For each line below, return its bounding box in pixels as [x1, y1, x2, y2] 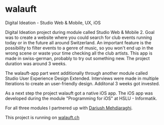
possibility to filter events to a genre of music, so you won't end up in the [5, 45, 154, 51]
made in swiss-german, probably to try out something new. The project [5, 55, 150, 61]
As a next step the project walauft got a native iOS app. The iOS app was [5, 90, 153, 96]
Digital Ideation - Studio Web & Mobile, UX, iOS [5, 20, 101, 26]
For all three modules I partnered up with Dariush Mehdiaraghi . [5, 105, 133, 111]
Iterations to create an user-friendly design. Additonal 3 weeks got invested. [5, 80, 160, 87]
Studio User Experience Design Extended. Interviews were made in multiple [5, 75, 159, 81]
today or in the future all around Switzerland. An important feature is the [5, 39, 152, 45]
